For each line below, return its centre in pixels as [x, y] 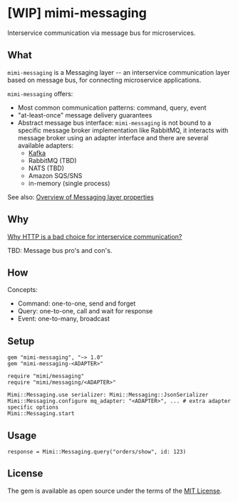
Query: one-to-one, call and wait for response [85, 311]
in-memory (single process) [69, 183]
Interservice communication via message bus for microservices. [102, 33]
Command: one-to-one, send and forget [77, 303]
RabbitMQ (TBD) [52, 160]
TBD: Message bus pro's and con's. [60, 250]
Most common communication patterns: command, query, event [112, 108]
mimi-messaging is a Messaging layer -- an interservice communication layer [119, 72]
